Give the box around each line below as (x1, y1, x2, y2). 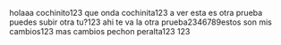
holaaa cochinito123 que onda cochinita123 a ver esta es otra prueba (9, 8, 263, 18)
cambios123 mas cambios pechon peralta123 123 (9, 26, 191, 36)
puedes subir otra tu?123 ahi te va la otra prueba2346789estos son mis (9, 17, 273, 27)
